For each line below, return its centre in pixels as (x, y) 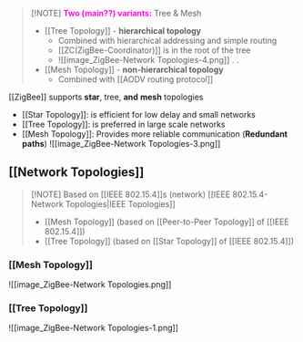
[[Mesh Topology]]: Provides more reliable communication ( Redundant (155, 134)
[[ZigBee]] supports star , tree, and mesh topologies (106, 97)
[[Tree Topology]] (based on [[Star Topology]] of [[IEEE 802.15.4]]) (169, 241)
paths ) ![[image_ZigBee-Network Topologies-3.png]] (121, 144)
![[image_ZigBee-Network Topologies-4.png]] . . (148, 60)
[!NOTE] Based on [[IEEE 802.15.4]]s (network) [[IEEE (131, 194)
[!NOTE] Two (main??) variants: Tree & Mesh (116, 13)
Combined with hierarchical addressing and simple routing (167, 41)
